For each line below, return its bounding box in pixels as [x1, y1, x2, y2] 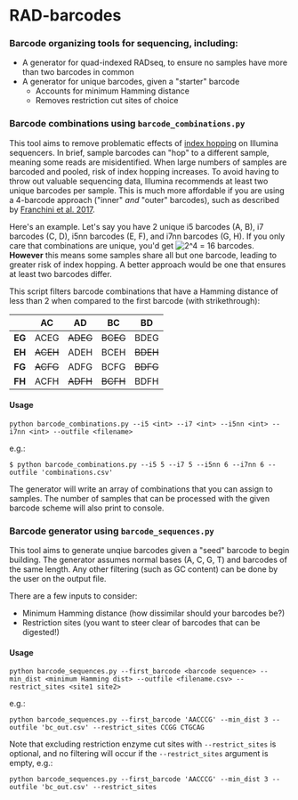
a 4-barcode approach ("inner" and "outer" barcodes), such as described [9, 194, 280, 205]
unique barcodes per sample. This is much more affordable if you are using [9, 184, 285, 196]
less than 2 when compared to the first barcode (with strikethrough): [9, 295, 261, 306]
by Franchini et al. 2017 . [9, 204, 95, 215]
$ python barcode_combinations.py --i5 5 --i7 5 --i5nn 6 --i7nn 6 [9, 460, 265, 469]
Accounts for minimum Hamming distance [35, 86, 189, 96]
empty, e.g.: [9, 758, 53, 769]
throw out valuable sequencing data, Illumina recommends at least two [9, 176, 269, 186]
